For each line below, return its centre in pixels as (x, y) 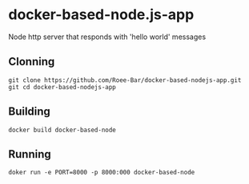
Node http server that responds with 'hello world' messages (107, 37)
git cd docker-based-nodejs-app (62, 87)
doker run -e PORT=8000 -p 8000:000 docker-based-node (102, 173)
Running (30, 154)
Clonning (32, 62)
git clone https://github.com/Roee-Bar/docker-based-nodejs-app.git (125, 80)
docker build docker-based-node (62, 130)
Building (29, 112)
